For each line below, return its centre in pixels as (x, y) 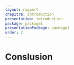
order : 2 (14, 32)
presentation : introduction (34, 19)
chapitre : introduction (30, 14)
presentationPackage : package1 (37, 28)
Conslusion (29, 57)
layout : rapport (22, 10)
